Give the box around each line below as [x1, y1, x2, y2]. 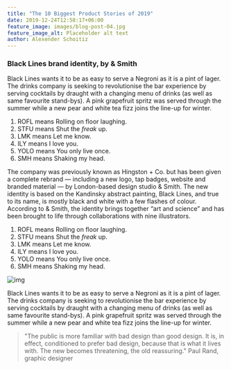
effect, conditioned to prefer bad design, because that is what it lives [24, 339, 221, 347]
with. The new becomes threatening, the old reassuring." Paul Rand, [24, 347, 219, 355]
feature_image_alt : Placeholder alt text [7, 29, 129, 37]
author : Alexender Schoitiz [7, 36, 89, 43]
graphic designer [24, 354, 74, 363]
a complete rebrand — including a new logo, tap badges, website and [7, 175, 206, 184]
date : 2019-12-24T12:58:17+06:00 [7, 17, 104, 24]
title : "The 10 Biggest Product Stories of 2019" [7, 10, 154, 17]
